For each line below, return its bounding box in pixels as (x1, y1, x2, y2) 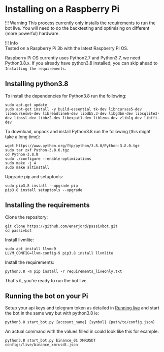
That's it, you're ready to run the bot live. (5, 277, 88, 283)
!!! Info (5, 40, 18, 46)
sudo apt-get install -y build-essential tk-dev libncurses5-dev (5, 106, 142, 112)
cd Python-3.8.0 (5, 152, 38, 157)
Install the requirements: (5, 259, 54, 265)
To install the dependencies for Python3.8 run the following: (5, 93, 127, 99)
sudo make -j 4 (5, 160, 36, 165)
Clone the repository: (5, 214, 48, 220)
